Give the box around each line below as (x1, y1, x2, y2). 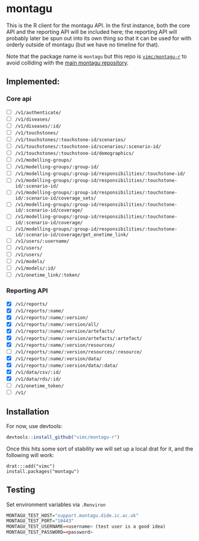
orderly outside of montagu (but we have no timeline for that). (6, 41, 160, 48)
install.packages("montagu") (6, 468, 80, 475)
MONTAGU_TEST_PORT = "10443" (6, 518, 74, 524)
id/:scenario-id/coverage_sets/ (14, 195, 96, 201)
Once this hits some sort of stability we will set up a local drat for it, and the (6, 445, 194, 452)
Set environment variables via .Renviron (6, 501, 106, 508)
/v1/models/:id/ (14, 265, 56, 271)
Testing (6, 485, 36, 495)
